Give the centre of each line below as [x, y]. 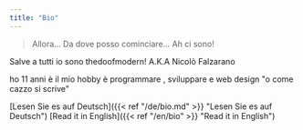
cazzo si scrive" [40, 88]
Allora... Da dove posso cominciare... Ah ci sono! [123, 44]
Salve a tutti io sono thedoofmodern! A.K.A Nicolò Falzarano [122, 61]
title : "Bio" [34, 18]
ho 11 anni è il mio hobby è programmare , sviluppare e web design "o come [151, 79]
